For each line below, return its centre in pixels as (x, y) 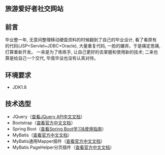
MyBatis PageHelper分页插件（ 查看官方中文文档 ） (63, 147)
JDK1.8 (19, 87)
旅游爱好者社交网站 (34, 9)
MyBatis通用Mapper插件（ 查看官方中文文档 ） (58, 141)
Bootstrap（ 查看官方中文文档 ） (44, 123)
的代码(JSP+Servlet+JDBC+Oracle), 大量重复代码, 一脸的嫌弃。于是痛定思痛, (83, 46)
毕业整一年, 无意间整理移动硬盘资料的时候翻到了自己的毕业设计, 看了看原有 (81, 40)
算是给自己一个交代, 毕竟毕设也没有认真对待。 (52, 58)
